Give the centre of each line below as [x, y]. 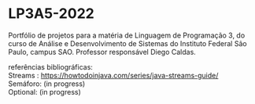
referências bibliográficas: [50, 66]
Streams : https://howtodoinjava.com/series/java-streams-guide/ [113, 75]
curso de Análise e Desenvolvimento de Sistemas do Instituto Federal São [128, 43]
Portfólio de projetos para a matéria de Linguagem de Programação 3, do [127, 35]
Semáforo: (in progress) [47, 84]
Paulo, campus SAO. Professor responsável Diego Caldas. [102, 52]
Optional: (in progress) [44, 91]
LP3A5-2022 [51, 14]
